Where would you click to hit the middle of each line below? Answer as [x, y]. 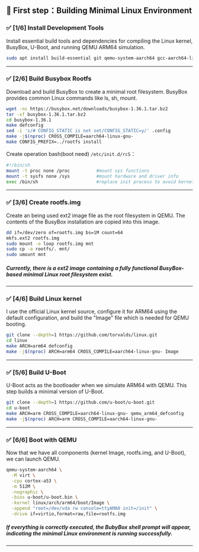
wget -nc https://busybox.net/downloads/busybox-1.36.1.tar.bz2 [87, 109]
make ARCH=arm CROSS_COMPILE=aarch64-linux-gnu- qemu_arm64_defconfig [95, 413]
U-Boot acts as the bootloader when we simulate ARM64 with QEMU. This [97, 385]
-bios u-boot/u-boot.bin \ [45, 497]
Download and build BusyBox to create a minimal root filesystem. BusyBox [97, 91]
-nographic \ [28, 492]
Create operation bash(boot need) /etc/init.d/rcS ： [71, 154]
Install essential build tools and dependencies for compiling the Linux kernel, [99, 41]
